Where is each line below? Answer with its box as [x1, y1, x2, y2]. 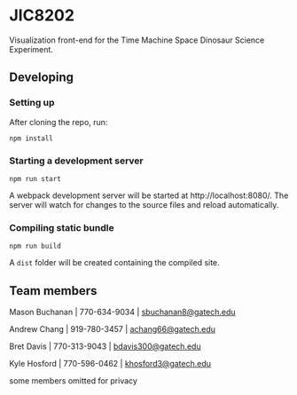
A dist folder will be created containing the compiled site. [9, 257, 220, 268]
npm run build [9, 241, 62, 251]
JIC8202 [9, 5, 75, 26]
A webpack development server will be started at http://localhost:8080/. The [9, 190, 289, 201]
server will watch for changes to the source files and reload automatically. [9, 199, 279, 209]
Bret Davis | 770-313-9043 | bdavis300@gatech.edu [9, 341, 201, 352]
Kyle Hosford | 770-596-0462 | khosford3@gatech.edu [9, 359, 211, 369]
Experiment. [9, 43, 53, 54]
